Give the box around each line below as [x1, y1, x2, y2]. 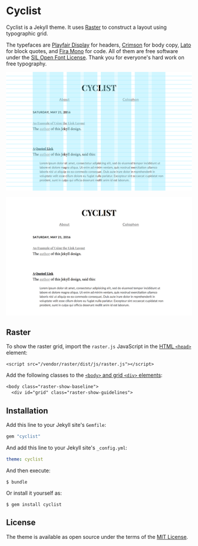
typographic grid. [6, 29, 48, 37]
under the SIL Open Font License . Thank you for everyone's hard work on [6, 54, 184, 61]
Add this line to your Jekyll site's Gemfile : [6, 421, 107, 428]
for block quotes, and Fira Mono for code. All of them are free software [6, 47, 179, 54]
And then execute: [6, 467, 51, 474]
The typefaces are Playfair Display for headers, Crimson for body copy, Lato [6, 41, 192, 48]
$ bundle [6, 479, 28, 485]
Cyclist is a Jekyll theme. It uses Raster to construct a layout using [6, 24, 167, 31]
